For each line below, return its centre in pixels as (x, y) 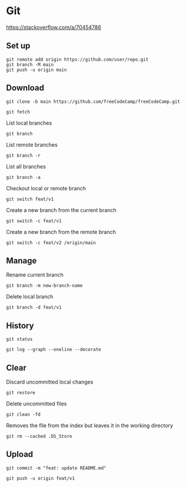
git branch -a (24, 177)
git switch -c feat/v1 (34, 221)
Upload (20, 454)
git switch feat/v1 (30, 199)
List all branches (26, 166)
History (20, 325)
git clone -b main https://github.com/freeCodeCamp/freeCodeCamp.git (93, 102)
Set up (18, 46)
